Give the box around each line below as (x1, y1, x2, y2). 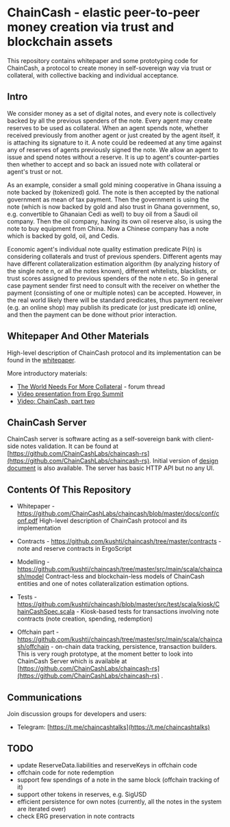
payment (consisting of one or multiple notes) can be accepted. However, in (7, 288, 221, 297)
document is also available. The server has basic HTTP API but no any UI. (7, 464, 214, 472)
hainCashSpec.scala (16, 608, 75, 616)
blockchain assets (7, 34, 113, 49)
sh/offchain (16, 643, 50, 651)
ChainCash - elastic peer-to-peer (7, 5, 201, 21)
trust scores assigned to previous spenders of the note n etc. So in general (7, 274, 218, 282)
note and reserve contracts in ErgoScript (16, 545, 132, 553)
